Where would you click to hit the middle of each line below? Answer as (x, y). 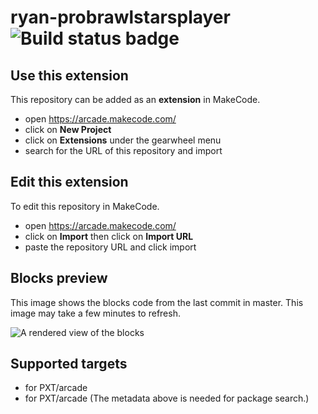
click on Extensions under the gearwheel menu (123, 140)
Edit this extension (69, 182)
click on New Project (68, 129)
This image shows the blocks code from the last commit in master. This (157, 302)
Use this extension (69, 75)
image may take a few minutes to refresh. (95, 313)
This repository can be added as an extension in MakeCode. (135, 99)
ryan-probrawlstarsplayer (120, 17)
